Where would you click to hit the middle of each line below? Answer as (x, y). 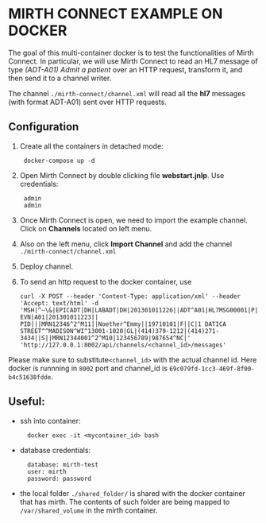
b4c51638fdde (30, 377)
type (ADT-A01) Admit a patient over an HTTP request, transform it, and (125, 69)
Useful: (27, 402)
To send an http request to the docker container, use (106, 281)
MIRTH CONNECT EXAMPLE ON (116, 14)
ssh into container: (50, 420)
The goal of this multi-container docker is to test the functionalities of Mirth (131, 52)
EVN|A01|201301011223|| (59, 317)
